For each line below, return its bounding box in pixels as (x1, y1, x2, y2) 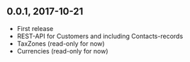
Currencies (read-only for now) (16, 46, 108, 55)
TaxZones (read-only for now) (16, 39, 105, 48)
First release (16, 24, 54, 32)
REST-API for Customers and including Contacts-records (16, 32, 184, 40)
